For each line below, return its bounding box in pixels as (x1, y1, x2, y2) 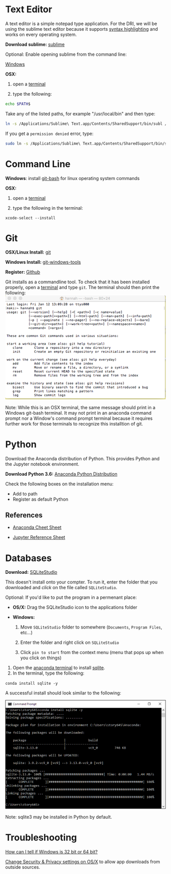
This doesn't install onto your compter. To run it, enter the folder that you (5, 579, 158, 585)
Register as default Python (12, 496, 69, 502)
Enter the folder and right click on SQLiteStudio (20, 639, 120, 645)
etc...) (20, 630, 33, 636)
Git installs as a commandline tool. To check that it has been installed (5, 279, 150, 285)
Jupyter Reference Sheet (12, 534, 65, 541)
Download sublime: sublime (5, 41, 65, 47)
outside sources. (5, 864, 41, 870)
